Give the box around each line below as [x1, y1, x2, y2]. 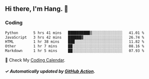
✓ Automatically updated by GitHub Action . [5, 68, 96, 74]
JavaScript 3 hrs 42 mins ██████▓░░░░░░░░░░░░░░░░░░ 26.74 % [5, 35, 145, 40]
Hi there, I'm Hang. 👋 [5, 5, 69, 13]
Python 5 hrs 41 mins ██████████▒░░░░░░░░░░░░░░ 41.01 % [5, 30, 145, 35]
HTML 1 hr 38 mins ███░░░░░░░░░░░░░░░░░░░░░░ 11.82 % [5, 39, 145, 44]
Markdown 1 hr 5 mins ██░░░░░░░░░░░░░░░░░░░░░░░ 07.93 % [5, 48, 145, 53]
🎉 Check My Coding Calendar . [5, 57, 66, 63]
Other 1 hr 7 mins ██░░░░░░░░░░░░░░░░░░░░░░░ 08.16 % [5, 44, 145, 49]
